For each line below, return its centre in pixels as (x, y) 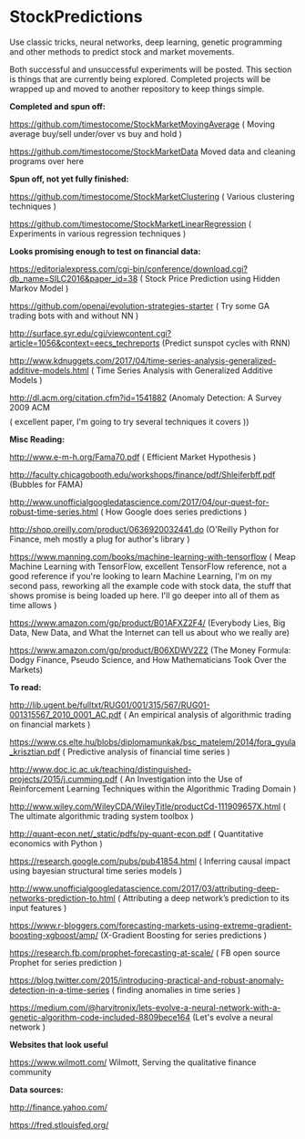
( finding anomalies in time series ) (176, 989)
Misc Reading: (37, 439)
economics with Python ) (56, 843)
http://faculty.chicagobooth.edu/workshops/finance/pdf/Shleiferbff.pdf (142, 474)
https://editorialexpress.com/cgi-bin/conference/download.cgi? (129, 269)
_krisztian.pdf (35, 751)
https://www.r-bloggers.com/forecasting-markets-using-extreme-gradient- (151, 925)
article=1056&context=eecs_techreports (85, 343)
